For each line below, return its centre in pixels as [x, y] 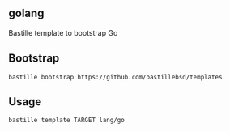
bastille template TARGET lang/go [67, 121]
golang [26, 13]
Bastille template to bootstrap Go [63, 32]
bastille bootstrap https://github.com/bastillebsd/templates [115, 77]
